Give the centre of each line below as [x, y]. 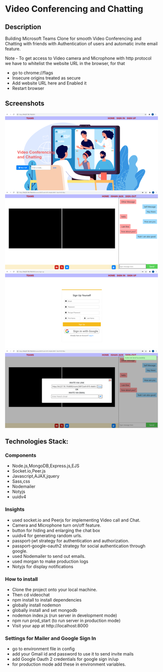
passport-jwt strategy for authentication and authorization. [71, 540]
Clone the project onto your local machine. [55, 589]
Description [23, 27]
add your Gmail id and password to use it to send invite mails [73, 654]
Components [21, 455]
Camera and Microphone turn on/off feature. [57, 525]
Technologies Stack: [37, 442]
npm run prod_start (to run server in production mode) [66, 621]
